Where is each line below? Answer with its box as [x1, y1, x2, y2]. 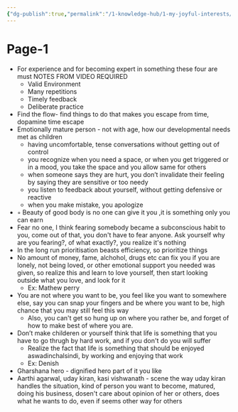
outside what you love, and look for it [16, 276, 126, 284]
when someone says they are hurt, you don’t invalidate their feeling [27, 170, 225, 178]
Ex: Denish [27, 359, 60, 367]
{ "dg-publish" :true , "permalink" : [6, 10, 106, 18]
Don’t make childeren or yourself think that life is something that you [16, 328, 217, 337]
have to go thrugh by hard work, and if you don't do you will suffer [16, 336, 211, 345]
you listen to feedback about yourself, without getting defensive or [27, 185, 222, 194]
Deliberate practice [27, 102, 84, 111]
